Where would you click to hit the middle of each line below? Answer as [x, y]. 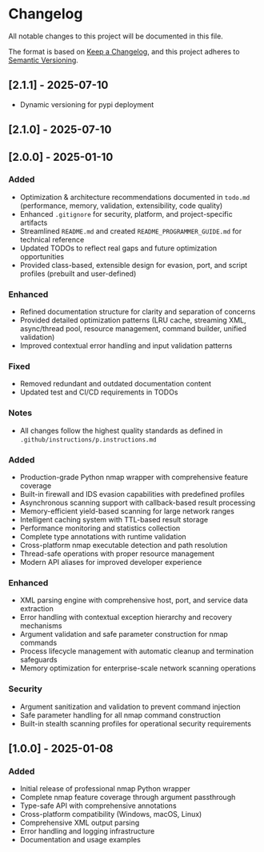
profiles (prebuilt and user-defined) [78, 274]
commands [38, 643]
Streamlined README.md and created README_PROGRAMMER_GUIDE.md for [131, 231]
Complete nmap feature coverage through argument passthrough [128, 798]
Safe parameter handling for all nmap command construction [120, 715]
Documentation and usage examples [80, 840]
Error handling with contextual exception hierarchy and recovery [126, 618]
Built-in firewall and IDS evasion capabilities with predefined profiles [132, 494]
